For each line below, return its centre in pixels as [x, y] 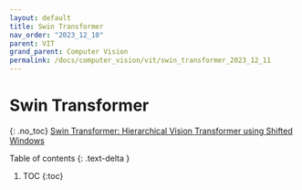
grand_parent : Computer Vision [69, 52]
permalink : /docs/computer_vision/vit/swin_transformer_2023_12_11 [141, 60]
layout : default [40, 18]
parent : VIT [32, 43]
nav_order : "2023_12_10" [57, 35]
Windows [27, 140]
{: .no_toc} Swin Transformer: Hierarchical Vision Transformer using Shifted [151, 131]
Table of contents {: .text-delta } [70, 158]
